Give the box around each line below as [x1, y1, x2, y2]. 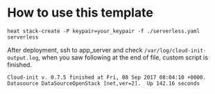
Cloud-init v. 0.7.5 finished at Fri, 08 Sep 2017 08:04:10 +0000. [7, 74, 207, 81]
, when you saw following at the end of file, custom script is [37, 53, 208, 62]
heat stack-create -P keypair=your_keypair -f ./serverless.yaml [7, 28, 200, 35]
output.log [7, 54, 39, 62]
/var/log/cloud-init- [144, 47, 207, 54]
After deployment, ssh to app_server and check [7, 46, 144, 54]
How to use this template [7, 5, 154, 21]
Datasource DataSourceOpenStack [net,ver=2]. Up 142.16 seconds [7, 79, 200, 87]
